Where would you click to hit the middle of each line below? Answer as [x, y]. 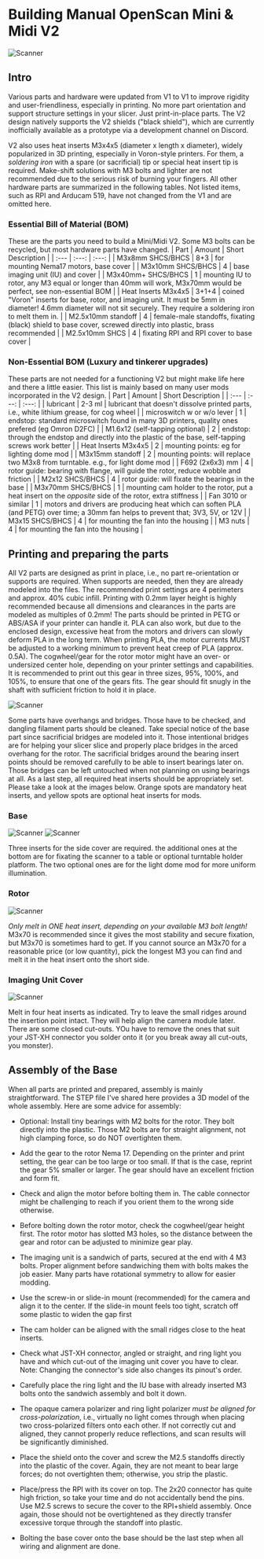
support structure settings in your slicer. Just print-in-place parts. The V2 [127, 113]
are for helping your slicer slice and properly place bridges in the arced [123, 745]
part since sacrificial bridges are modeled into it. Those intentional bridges [128, 737]
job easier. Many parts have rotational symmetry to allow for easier [127, 1274]
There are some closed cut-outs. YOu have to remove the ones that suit [124, 1029]
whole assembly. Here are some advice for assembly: [95, 1105]
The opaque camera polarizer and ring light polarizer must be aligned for [137, 1408]
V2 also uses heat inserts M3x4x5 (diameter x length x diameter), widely [126, 145]
